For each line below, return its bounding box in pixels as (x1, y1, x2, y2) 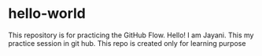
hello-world (8, 5, 87, 23)
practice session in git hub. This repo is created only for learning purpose (8, 38, 246, 47)
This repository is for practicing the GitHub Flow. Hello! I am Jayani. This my (8, 30, 254, 40)
